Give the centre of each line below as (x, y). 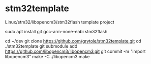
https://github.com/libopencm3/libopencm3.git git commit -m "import (75, 51)
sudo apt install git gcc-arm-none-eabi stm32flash (56, 31)
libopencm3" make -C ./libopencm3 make (47, 56)
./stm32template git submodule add (41, 46)
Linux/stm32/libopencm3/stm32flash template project (60, 22)
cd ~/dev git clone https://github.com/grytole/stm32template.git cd (73, 41)
